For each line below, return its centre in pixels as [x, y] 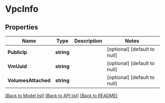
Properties [22, 27]
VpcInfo [22, 9]
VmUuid [17, 66]
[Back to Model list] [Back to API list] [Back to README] [61, 96]
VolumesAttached [29, 80]
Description [88, 41]
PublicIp [17, 52]
